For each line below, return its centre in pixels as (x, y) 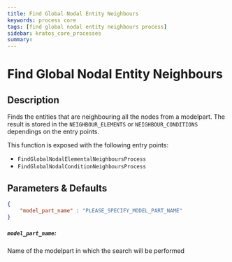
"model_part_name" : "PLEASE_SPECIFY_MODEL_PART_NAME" (101, 210)
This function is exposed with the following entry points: (88, 145)
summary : (20, 40)
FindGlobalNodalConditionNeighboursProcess (82, 167)
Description (33, 100)
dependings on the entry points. (53, 132)
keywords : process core (42, 20)
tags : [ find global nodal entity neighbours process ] (87, 27)
